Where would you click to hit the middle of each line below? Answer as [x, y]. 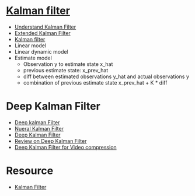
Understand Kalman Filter [45, 27]
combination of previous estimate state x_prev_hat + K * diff [95, 82]
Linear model [30, 45]
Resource [30, 171]
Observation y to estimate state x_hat [68, 64]
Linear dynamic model [41, 51]
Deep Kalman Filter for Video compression [65, 147]
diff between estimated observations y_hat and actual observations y [106, 76]
